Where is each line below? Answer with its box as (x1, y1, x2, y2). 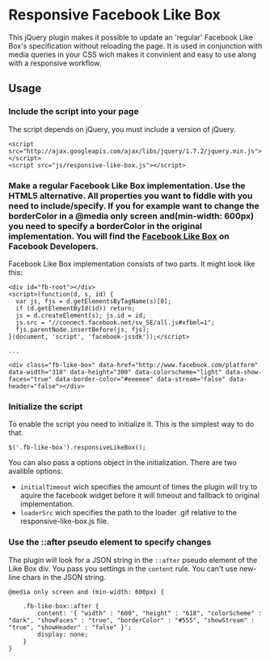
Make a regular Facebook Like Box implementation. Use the (8, 180, 246, 191)
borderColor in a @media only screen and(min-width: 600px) (8, 210, 255, 222)
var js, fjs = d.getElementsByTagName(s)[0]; (15, 297, 172, 305)
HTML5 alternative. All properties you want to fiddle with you (8, 190, 253, 201)
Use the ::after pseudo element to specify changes (8, 536, 212, 548)
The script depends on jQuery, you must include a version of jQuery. (8, 124, 236, 134)
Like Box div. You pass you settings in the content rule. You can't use (8, 564, 238, 573)
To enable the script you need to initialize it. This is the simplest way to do (8, 419, 255, 429)
